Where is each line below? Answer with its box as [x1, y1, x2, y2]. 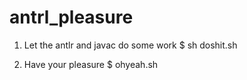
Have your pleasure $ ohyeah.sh [23, 58, 159, 70]
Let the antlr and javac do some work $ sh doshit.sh [23, 39, 238, 51]
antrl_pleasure [9, 6, 134, 29]
